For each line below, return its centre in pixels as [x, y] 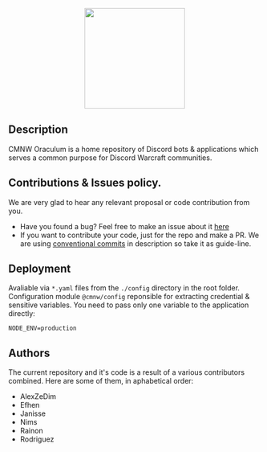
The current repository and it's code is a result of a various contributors [127, 372]
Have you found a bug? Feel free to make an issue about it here [125, 226]
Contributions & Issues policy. [85, 183]
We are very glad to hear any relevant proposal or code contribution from [129, 202]
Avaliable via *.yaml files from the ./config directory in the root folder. [124, 288]
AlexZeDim [38, 397]
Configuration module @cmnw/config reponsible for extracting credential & [129, 297]
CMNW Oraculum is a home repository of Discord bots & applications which [133, 149]
